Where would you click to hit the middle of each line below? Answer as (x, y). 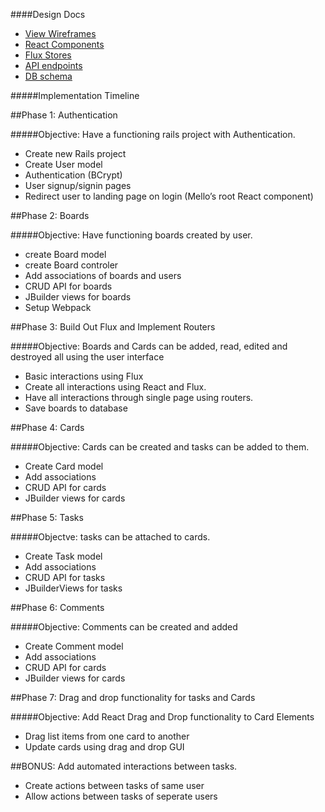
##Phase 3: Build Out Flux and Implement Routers (113, 327)
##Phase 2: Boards (50, 215)
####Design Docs (48, 14)
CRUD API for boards (68, 286)
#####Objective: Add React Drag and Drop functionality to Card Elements (162, 717)
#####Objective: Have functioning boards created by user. (131, 235)
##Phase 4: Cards (47, 427)
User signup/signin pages (78, 185)
